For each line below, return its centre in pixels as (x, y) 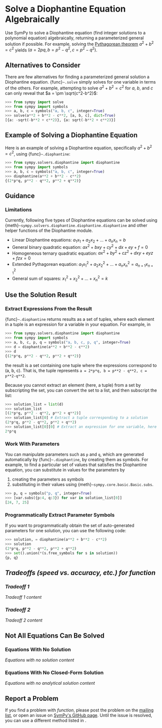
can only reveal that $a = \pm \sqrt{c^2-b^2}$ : (52, 93)
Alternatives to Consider (43, 65)
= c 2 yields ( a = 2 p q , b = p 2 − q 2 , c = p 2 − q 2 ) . (51, 50)
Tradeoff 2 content (24, 620)
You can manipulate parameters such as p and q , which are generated (74, 454)
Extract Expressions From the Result (49, 309)
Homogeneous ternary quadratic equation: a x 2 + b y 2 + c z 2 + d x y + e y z (82, 253)
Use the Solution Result (41, 295)
